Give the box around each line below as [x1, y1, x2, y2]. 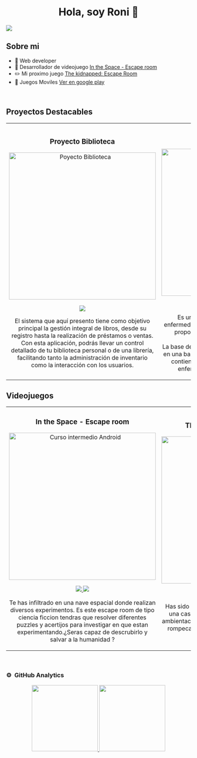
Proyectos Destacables [6, 107, 93, 117]
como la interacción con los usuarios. [31, 361, 134, 370]
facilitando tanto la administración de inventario [17, 354, 148, 362]
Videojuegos [6, 391, 54, 401]
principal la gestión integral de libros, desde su [18, 324, 147, 333]
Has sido [165, 603, 189, 611]
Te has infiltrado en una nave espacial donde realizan [9, 599, 156, 607]
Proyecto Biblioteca [49, 137, 116, 146]
